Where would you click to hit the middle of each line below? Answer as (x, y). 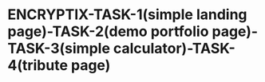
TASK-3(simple (59, 49)
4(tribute (38, 66)
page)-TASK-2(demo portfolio (108, 31)
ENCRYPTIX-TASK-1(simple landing (128, 15)
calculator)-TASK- (174, 49)
